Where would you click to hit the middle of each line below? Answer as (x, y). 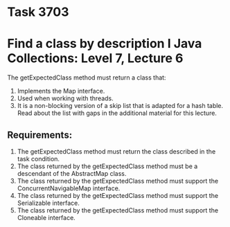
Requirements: (40, 135)
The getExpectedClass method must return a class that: (87, 78)
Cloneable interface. (46, 217)
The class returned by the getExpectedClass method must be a (107, 166)
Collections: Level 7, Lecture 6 (95, 58)
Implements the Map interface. (61, 91)
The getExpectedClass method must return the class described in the (116, 151)
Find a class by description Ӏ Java (105, 44)
